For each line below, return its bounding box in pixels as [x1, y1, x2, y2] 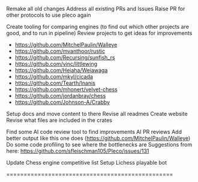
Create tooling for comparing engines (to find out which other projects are [6, 23, 189, 30]
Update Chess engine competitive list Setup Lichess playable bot [6, 159, 167, 166]
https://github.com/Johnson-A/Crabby [14, 99, 110, 106]
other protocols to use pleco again [6, 11, 91, 19]
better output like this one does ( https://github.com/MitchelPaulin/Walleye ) [6, 135, 191, 142]
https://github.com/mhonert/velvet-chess [14, 86, 118, 93]
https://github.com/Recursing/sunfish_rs [14, 54, 115, 61]
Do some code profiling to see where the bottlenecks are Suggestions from [6, 141, 193, 148]
